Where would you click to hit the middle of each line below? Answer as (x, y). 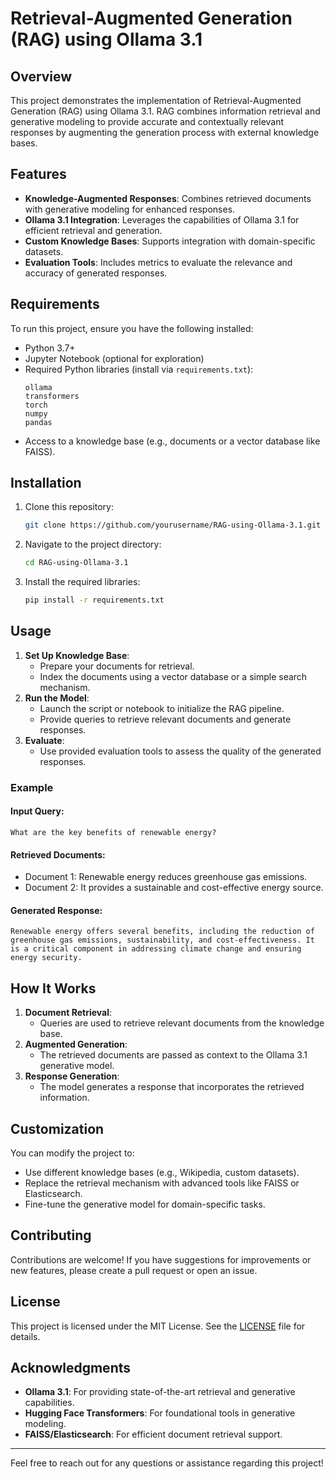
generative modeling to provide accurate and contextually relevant (147, 121)
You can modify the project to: (72, 1153)
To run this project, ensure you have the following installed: (132, 328)
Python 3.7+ (50, 348)
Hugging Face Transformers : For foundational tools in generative (160, 1413)
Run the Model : (57, 698)
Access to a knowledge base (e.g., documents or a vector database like (172, 441)
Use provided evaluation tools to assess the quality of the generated (180, 751)
